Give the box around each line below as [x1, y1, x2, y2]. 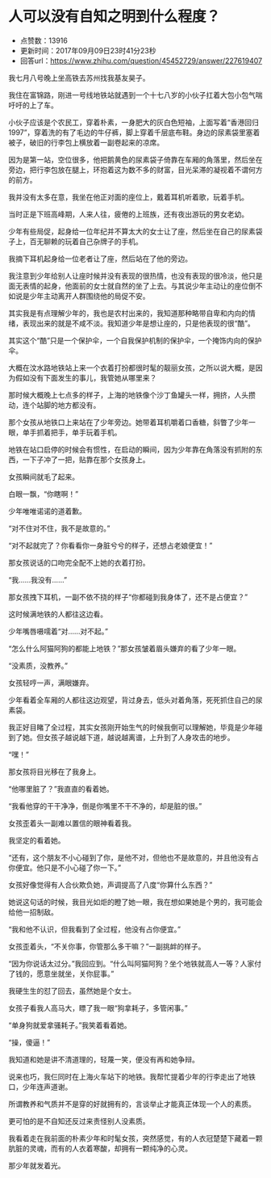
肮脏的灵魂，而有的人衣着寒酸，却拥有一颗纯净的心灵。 [8, 1143, 192, 1153]
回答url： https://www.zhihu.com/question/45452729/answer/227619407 [19, 56, 263, 65]
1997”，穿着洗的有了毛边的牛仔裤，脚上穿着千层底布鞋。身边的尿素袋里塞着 [8, 127, 261, 137]
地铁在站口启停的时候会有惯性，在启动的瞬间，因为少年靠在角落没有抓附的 [8, 444, 256, 454]
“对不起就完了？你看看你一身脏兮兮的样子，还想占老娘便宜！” [8, 541, 213, 550]
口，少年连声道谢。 [8, 1082, 73, 1092]
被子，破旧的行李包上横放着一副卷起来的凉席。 [8, 137, 164, 147]
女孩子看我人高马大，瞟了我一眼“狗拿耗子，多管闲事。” [8, 1003, 188, 1012]
